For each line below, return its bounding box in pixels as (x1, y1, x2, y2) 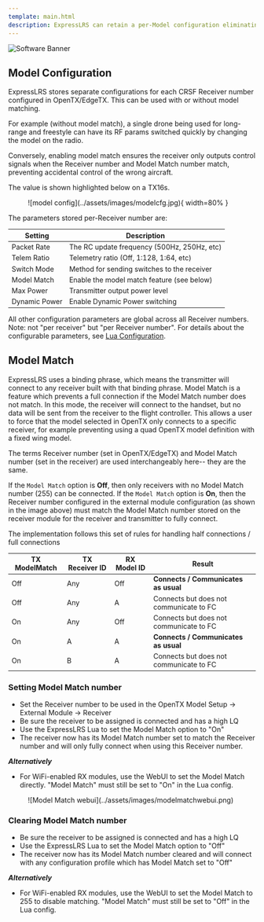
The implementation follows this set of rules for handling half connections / (8, 529, 251, 538)
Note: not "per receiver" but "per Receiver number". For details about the (8, 322, 245, 332)
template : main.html (8, 13, 76, 20)
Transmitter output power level (69, 286, 169, 296)
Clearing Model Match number (8, 815, 127, 826)
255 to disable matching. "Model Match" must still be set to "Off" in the (19, 897, 250, 906)
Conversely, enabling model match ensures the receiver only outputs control (8, 151, 256, 160)
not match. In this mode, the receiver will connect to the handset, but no (8, 399, 241, 409)
